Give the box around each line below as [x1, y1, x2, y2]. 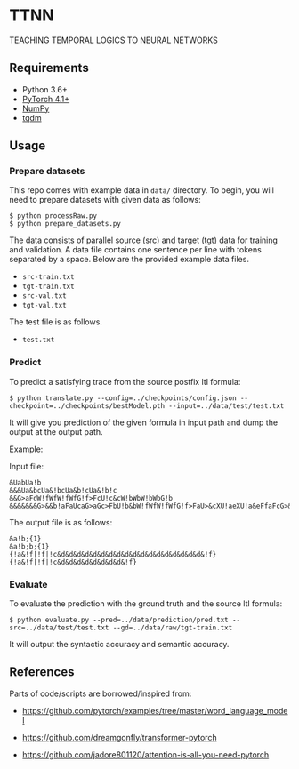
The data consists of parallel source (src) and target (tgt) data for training [9, 235, 279, 245]
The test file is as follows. [9, 316, 102, 327]
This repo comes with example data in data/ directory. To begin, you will [9, 185, 274, 196]
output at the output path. [9, 426, 104, 437]
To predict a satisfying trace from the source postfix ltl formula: [9, 376, 241, 387]
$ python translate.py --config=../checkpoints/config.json [9, 393, 238, 403]
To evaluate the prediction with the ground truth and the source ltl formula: [9, 598, 283, 609]
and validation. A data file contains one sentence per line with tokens [9, 244, 263, 255]
